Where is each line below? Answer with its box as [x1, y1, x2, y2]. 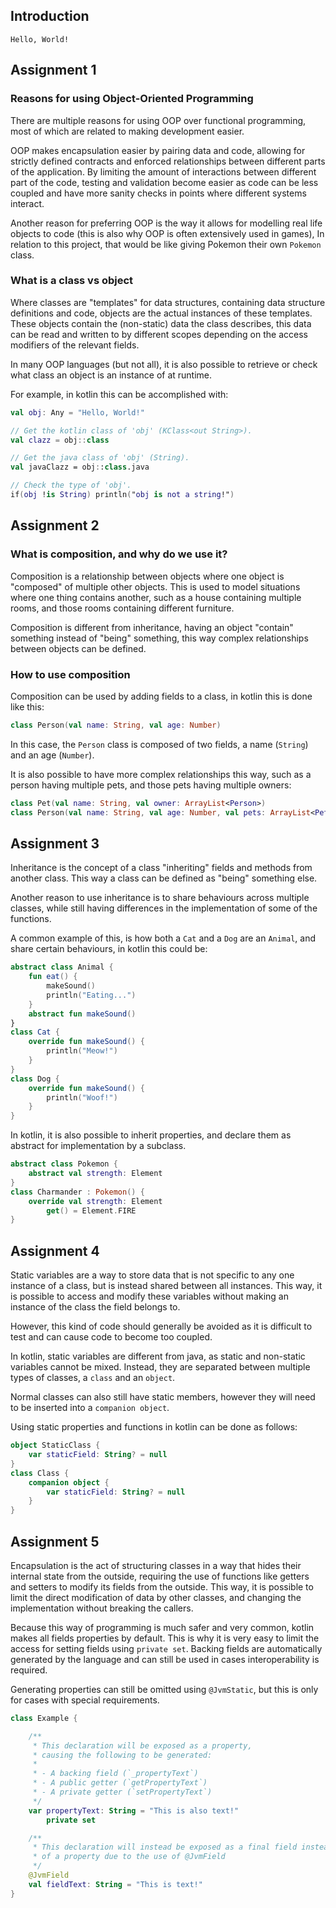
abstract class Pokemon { [10, 1159, 118, 1169]
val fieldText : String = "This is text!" [28, 1879, 203, 1889]
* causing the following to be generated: [32, 1750, 213, 1760]
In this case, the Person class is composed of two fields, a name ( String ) [10, 738, 309, 750]
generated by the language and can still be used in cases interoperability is [10, 1653, 320, 1665]
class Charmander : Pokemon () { [10, 1187, 145, 1197]
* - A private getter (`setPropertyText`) [32, 1787, 213, 1798]
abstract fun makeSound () [28, 1009, 137, 1019]
